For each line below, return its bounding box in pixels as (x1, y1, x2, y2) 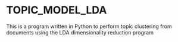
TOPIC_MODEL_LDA (6, 3, 107, 17)
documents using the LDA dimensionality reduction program (6, 29, 154, 36)
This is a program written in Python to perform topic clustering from (6, 23, 172, 30)
